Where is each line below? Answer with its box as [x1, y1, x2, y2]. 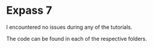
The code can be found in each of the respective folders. [6, 35, 147, 42]
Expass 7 [6, 4, 52, 17]
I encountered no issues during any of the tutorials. [6, 23, 133, 31]
